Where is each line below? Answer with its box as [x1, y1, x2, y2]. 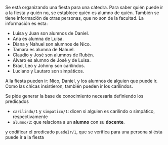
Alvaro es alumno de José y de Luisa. [12, 57, 91, 63]
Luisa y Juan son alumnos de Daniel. [12, 30, 90, 36]
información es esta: [5, 20, 48, 26]
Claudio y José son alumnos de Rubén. [12, 52, 95, 58]
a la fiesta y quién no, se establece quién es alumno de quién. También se [5, 10, 159, 16]
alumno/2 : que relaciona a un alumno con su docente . [12, 119, 125, 125]
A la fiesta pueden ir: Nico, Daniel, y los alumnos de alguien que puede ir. [5, 78, 158, 84]
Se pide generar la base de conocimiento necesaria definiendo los [5, 93, 144, 99]
